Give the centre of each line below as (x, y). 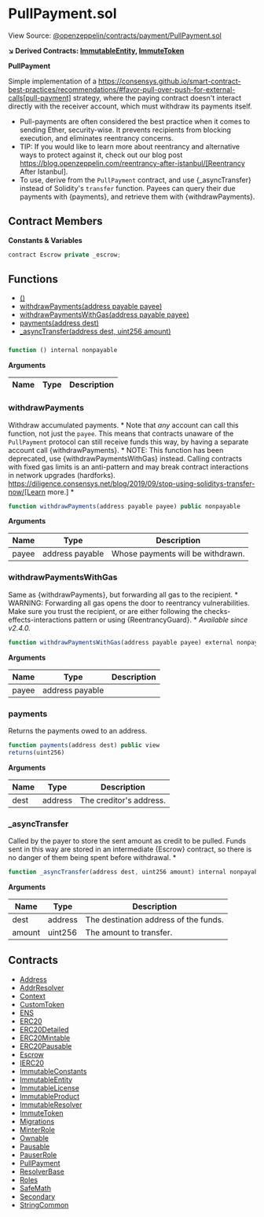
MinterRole (37, 1130)
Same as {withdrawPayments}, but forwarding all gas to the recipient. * (123, 594)
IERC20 (32, 1063)
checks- (217, 611)
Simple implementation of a (52, 81)
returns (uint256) (37, 752)
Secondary (37, 1197)
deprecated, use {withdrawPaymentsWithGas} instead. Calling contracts (125, 458)
